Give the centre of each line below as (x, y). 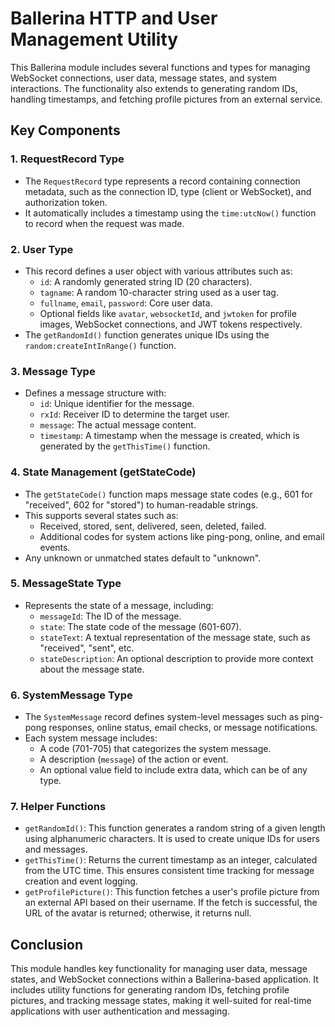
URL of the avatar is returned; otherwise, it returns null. (138, 913)
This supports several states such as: (101, 515)
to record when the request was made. (104, 223)
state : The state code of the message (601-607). (140, 626)
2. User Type (42, 249)
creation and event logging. (81, 881)
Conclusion (47, 944)
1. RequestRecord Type (67, 159)
